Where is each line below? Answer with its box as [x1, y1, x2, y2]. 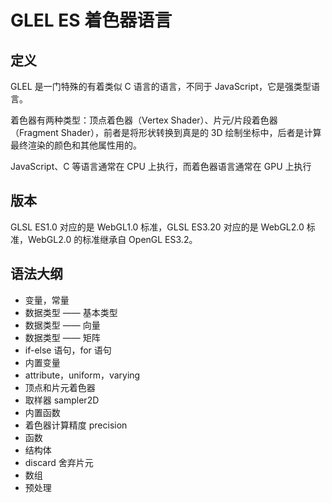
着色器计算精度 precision [24, 419, 128, 431]
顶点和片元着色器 [24, 381, 96, 393]
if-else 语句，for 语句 [24, 344, 112, 356]
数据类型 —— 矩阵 [24, 331, 101, 343]
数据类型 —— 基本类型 [24, 306, 118, 318]
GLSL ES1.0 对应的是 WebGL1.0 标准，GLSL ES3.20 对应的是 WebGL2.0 [10, 221, 305, 233]
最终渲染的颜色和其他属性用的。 [10, 139, 142, 151]
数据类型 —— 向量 [24, 319, 101, 331]
